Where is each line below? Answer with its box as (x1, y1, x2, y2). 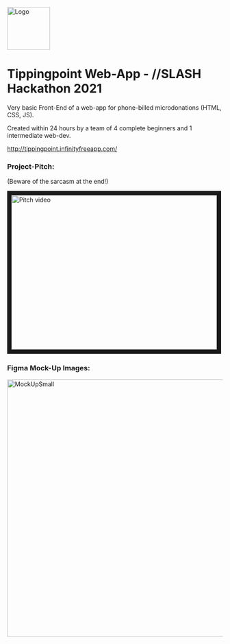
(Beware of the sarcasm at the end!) (7, 178, 109, 186)
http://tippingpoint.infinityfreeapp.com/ (7, 144, 118, 153)
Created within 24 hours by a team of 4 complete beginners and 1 (7, 123, 192, 132)
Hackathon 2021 (7, 81, 103, 97)
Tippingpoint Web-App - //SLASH (7, 67, 202, 82)
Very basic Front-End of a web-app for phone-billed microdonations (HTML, (7, 103, 222, 112)
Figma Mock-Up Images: (7, 363, 90, 373)
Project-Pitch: (7, 161, 55, 171)
